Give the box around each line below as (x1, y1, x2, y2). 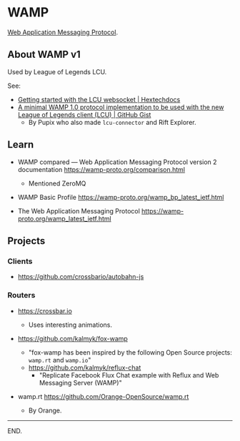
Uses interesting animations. (28, 320, 113, 329)
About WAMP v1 (7, 49, 81, 61)
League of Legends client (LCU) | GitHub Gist (17, 110, 151, 118)
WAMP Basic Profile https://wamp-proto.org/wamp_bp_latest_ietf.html (17, 193, 224, 201)
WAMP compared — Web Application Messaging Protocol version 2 (17, 158, 217, 166)
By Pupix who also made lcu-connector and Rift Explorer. (28, 118, 196, 126)
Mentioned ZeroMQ (28, 179, 86, 188)
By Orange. (28, 406, 62, 415)
